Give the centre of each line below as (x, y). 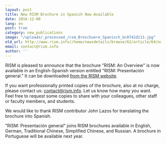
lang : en (14, 24)
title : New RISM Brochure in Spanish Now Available (59, 14)
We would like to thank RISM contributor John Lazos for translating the (77, 111)
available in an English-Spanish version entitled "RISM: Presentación (75, 70)
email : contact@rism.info (32, 47)
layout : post (19, 10)
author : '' (16, 51)
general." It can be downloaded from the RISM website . (61, 76)
